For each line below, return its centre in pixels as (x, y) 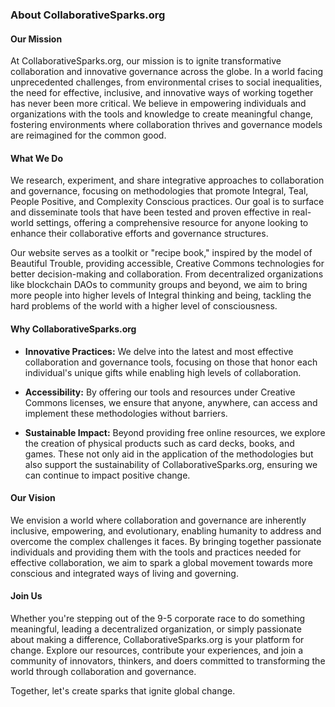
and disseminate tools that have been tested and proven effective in (150, 212)
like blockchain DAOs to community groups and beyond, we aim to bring (159, 285)
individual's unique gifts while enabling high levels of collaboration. (163, 372)
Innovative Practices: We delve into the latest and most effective (159, 351)
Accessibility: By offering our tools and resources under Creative (160, 392)
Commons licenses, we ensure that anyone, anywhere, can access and (171, 402)
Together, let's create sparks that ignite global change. (123, 690)
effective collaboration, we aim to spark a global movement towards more (161, 562)
